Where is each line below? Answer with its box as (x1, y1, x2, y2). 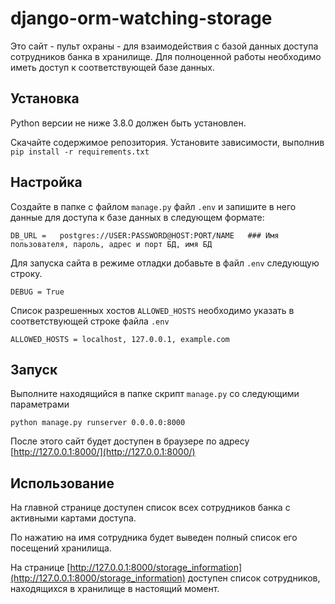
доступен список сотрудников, (187, 572, 321, 584)
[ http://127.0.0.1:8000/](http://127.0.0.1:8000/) (10, 446, 196, 458)
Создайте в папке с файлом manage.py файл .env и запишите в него (10, 200, 297, 212)
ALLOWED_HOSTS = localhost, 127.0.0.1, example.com (10, 334, 230, 344)
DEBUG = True (10, 287, 65, 297)
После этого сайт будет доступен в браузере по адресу (10, 435, 250, 447)
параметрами (10, 398, 70, 411)
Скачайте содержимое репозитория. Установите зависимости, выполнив (10, 136, 325, 148)
